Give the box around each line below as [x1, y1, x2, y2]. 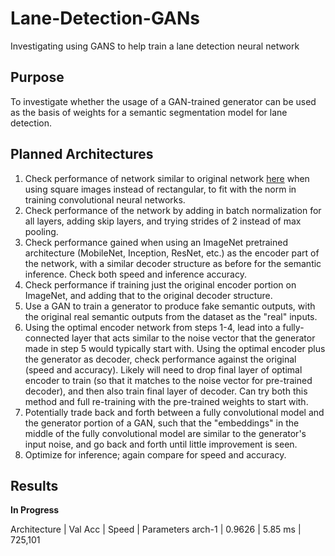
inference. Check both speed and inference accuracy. [24, 268, 247, 280]
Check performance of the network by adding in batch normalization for [24, 204, 322, 216]
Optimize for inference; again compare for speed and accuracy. [24, 448, 287, 461]
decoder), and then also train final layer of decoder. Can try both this [24, 385, 308, 397]
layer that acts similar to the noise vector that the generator [71, 332, 316, 344]
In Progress [10, 504, 60, 516]
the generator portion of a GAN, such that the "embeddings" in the [24, 417, 300, 429]
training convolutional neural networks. [24, 193, 186, 206]
